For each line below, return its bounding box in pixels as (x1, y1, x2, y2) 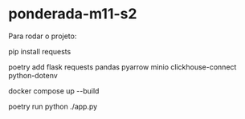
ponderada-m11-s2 (8, 5, 137, 23)
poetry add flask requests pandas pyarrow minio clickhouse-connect (8, 61, 237, 72)
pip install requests (8, 46, 71, 56)
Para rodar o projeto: (8, 31, 77, 41)
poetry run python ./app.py (8, 101, 98, 111)
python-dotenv (8, 70, 58, 80)
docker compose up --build (8, 85, 100, 96)
